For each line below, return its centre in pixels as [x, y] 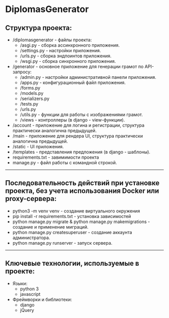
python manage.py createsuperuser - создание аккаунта [72, 232]
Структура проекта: [38, 28]
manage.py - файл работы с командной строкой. [65, 163]
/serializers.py [35, 98]
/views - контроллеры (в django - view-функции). [72, 120]
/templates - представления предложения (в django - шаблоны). [81, 152]
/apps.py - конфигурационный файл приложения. [73, 82]
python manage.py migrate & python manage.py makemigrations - [81, 222]
